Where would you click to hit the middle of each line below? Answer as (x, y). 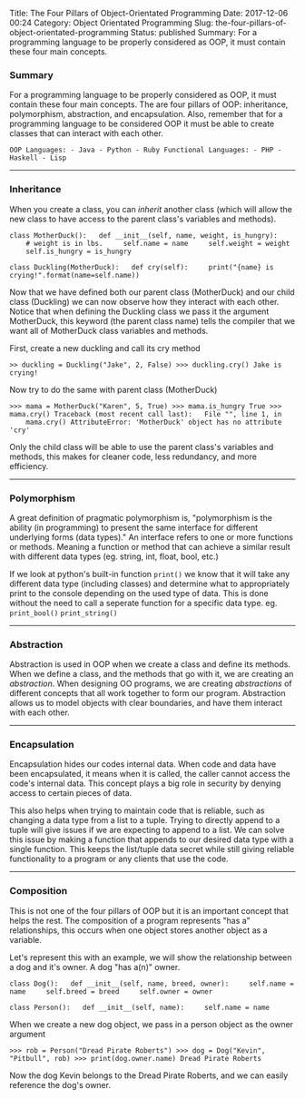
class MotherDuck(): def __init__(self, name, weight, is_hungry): (144, 235)
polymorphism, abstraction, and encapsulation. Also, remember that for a (146, 114)
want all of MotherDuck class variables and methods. (109, 330)
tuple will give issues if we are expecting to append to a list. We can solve (147, 830)
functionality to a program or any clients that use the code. (119, 859)
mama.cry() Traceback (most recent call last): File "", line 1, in (146, 414)
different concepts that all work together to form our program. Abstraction (148, 693)
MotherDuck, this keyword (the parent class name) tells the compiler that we (152, 320)
